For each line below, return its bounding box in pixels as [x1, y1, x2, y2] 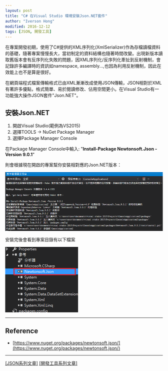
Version [5, 151, 22, 157]
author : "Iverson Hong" [5, 19, 55, 24]
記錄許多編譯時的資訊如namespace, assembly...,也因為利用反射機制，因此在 [5, 63, 161, 69]
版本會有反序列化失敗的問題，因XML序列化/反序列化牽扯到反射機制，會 [13, 57, 161, 63]
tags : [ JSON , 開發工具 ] [5, 29, 51, 35]
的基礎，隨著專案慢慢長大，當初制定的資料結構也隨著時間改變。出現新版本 [5, 51, 158, 57]
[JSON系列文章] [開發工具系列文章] [5, 360, 77, 366]
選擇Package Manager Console [12, 135, 77, 141]
